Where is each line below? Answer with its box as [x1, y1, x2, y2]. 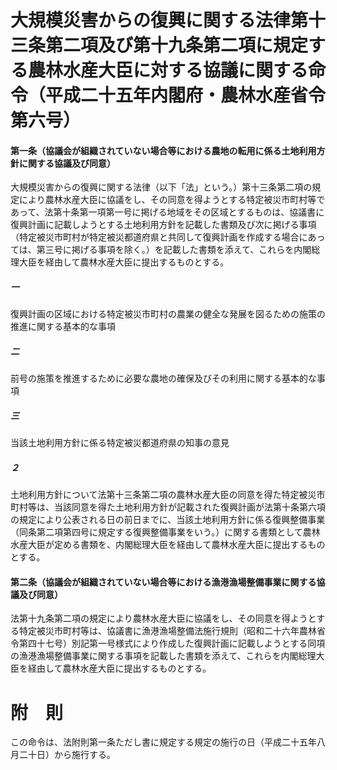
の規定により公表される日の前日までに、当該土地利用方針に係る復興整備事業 [10, 514, 326, 526]
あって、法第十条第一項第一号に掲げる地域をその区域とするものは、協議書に [10, 206, 325, 218]
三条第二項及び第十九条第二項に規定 [10, 34, 309, 57]
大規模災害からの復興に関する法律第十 [10, 9, 327, 32]
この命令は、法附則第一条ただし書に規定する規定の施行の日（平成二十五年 [10, 736, 317, 748]
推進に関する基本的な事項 [10, 321, 116, 333]
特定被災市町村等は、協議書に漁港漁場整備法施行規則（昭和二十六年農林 [18, 625, 317, 637]
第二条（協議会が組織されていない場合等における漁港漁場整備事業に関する [10, 576, 317, 588]
